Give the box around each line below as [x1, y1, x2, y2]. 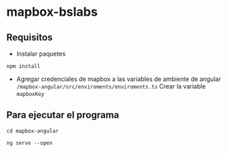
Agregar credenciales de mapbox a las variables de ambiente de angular [16, 75, 221, 83]
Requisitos [6, 32, 53, 43]
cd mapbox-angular [6, 128, 59, 134]
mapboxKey [16, 91, 45, 97]
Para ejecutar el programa [6, 109, 120, 121]
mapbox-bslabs [6, 4, 98, 20]
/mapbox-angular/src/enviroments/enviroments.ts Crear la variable [16, 82, 206, 90]
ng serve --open [6, 139, 53, 146]
